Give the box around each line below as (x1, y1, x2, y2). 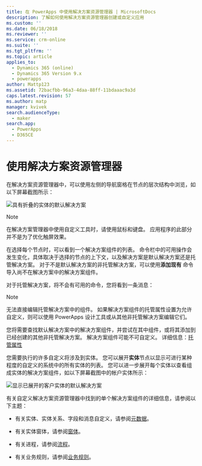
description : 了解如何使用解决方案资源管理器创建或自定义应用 (6, 14, 144, 20)
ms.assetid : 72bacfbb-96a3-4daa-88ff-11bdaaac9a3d (6, 87, 136, 93)
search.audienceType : (6, 110, 61, 116)
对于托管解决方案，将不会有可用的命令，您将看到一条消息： (6, 281, 154, 288)
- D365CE (11, 132, 34, 138)
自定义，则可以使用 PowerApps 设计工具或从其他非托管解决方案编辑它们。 (6, 313, 191, 320)
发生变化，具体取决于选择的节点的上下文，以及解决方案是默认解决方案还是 (6, 253, 191, 261)
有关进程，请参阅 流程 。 (14, 440, 73, 447)
